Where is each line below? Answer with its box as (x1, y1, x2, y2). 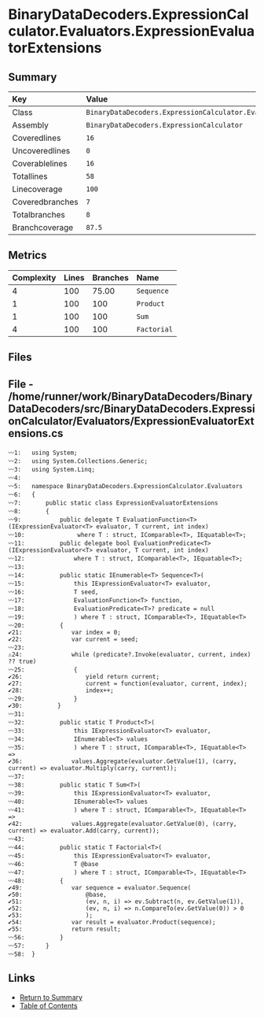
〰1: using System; (8, 449, 78, 457)
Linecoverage (12, 183, 63, 194)
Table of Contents (19, 1001, 78, 1010)
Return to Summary (19, 992, 83, 1001)
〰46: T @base (8, 861, 99, 868)
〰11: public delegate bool (8, 539, 131, 548)
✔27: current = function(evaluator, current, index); (8, 679, 247, 688)
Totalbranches (12, 209, 65, 220)
